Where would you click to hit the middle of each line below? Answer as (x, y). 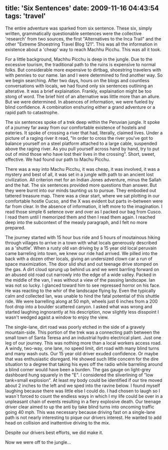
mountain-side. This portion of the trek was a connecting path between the (82, 332)
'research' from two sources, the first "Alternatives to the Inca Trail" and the (83, 39)
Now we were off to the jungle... (38, 442)
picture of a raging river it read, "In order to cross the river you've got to (79, 138)
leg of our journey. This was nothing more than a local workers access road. (83, 343)
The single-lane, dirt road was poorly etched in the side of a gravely (75, 327)
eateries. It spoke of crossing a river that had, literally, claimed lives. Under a (84, 133)
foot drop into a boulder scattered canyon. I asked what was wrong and (79, 306)
